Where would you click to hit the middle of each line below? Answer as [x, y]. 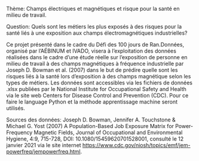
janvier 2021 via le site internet [44, 145]
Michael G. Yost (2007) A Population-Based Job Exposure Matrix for [90, 126]
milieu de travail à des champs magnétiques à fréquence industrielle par [95, 63]
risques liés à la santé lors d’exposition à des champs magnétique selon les [99, 76]
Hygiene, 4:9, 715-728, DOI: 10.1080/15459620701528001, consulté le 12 [95, 139]
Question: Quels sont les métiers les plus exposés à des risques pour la [94, 27]
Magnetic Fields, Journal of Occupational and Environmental [108, 132]
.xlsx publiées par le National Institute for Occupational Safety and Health [97, 89]
